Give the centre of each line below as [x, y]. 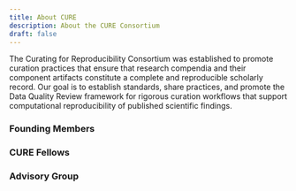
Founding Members [52, 129]
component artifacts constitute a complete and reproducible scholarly [136, 78]
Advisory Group [44, 176]
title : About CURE [43, 17]
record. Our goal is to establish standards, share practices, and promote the [147, 87]
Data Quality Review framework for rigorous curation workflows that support [148, 96]
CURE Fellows [40, 153]
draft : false [33, 34]
